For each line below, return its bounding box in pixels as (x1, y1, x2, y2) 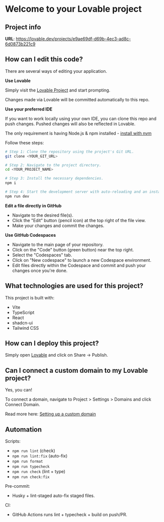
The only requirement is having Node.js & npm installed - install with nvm (5, 130, 152, 136)
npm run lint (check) (12, 448, 55, 454)
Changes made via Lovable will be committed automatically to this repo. (5, 96, 150, 102)
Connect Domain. (5, 402, 41, 408)
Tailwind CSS (12, 325, 39, 331)
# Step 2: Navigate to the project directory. (5, 162, 102, 167)
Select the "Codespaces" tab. (12, 252, 72, 258)
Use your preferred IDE (5, 106, 53, 112)
